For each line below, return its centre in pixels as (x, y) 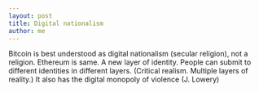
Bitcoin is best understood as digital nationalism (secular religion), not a (128, 54)
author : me (27, 31)
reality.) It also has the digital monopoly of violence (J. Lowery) (114, 79)
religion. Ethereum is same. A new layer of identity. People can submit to (130, 62)
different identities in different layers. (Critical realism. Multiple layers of (128, 71)
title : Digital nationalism (56, 23)
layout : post (31, 16)
